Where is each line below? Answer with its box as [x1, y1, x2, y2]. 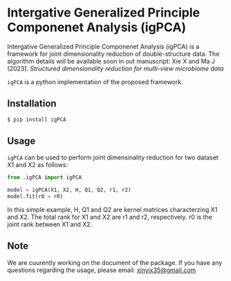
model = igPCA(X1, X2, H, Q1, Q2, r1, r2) [7, 186, 131, 194]
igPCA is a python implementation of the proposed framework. [7, 77, 183, 86]
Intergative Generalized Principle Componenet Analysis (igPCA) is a [7, 42, 200, 50]
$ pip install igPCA [7, 116, 67, 123]
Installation [7, 98, 57, 110]
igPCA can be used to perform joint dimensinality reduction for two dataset [7, 153, 219, 162]
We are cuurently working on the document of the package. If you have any [7, 258, 223, 267]
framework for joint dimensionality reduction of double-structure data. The [7, 50, 220, 58]
